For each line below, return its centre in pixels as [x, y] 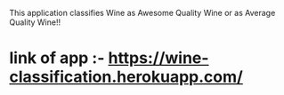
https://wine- [158, 58]
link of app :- [57, 58]
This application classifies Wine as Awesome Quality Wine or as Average [142, 13]
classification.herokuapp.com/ [126, 77]
